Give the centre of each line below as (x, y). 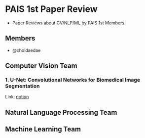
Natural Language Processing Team (61, 112)
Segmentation (22, 86)
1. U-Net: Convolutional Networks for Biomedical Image (73, 80)
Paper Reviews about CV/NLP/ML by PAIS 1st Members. (69, 23)
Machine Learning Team (43, 129)
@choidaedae (26, 50)
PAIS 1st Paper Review (51, 9)
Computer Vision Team (41, 66)
